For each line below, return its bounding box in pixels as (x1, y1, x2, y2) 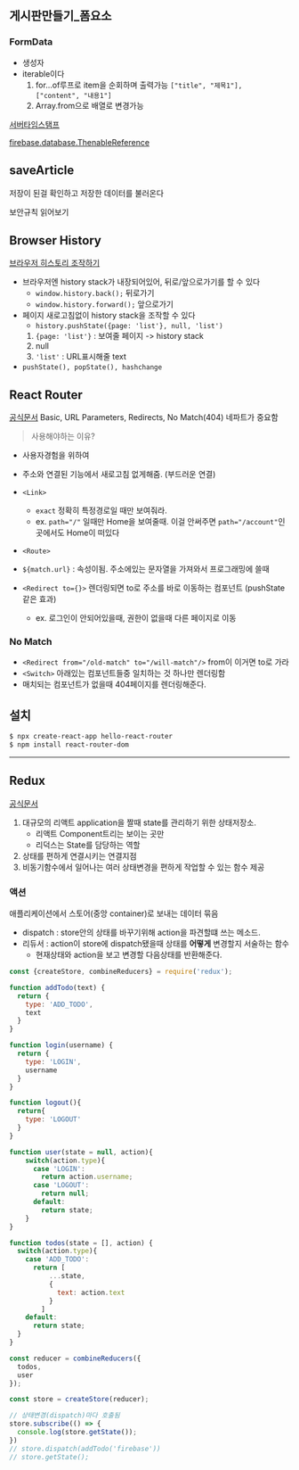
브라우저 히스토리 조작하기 (9, 258, 101, 268)
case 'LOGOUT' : (32, 1181, 90, 1190)
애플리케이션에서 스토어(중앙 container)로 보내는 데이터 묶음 (9, 908, 219, 919)
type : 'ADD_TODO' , (25, 1000, 93, 1009)
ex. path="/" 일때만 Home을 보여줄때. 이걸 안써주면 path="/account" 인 (35, 516, 286, 527)
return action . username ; (41, 1172, 133, 1182)
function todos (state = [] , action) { (9, 1238, 153, 1247)
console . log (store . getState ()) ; (17, 1428, 138, 1437)
